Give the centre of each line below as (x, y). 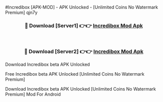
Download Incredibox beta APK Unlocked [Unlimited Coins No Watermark (81, 89)
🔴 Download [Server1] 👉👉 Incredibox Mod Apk (84, 25)
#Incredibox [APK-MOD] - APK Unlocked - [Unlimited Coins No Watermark (82, 7)
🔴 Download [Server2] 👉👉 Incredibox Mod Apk (84, 52)
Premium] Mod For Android (33, 94)
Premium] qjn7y (21, 12)
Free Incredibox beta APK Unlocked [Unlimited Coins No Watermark (75, 74)
